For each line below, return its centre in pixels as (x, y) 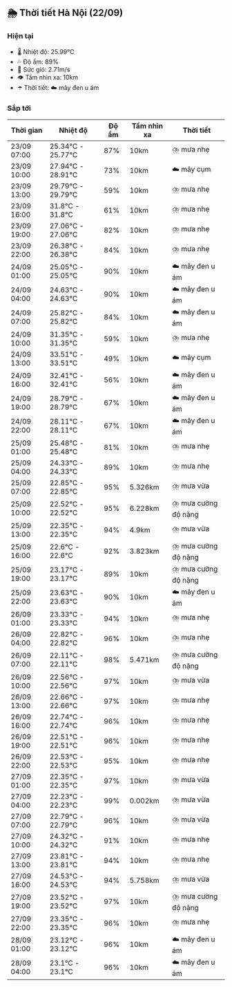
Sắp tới (19, 108)
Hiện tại (20, 36)
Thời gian (27, 130)
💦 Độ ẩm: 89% (38, 62)
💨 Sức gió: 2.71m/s (43, 69)
